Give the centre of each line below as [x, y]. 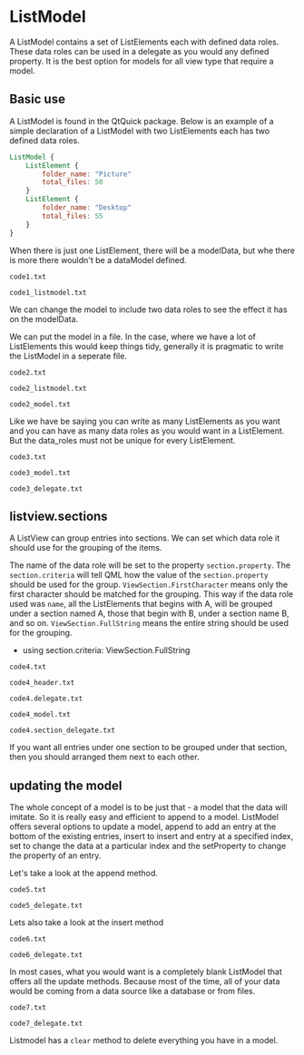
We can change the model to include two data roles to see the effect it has [148, 309]
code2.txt [28, 372]
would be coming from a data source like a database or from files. [132, 992]
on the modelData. [44, 318]
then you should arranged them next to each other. [104, 757]
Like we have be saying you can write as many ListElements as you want [145, 421]
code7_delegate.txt [46, 1024]
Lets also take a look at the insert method [87, 923]
